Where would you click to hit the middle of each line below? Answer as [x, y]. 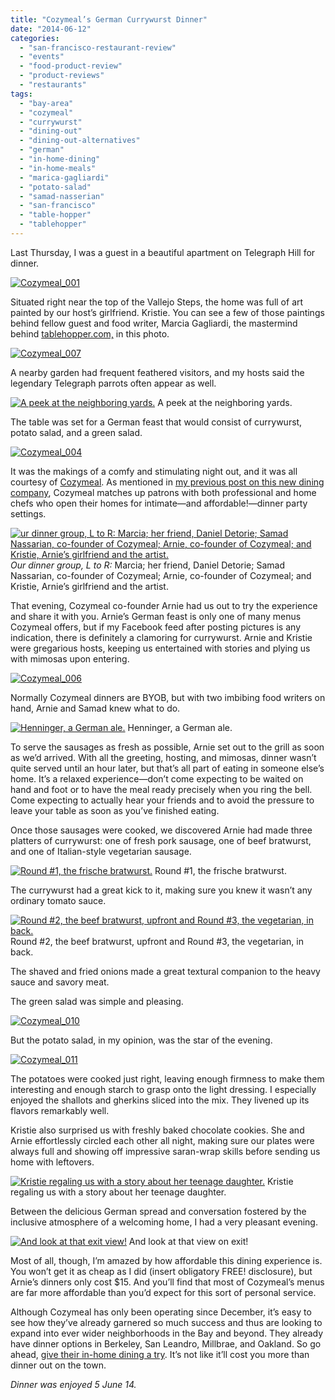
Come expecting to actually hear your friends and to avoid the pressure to [162, 800]
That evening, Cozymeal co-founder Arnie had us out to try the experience [164, 605]
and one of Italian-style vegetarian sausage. [101, 851]
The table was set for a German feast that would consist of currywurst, [156, 422]
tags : [21, 94]
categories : [35, 38]
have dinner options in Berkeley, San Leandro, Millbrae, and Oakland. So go [166, 1343]
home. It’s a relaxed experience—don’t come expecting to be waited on [157, 778]
